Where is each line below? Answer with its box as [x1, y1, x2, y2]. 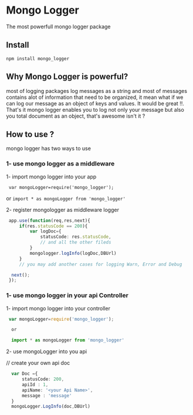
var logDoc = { [29, 228, 62, 234]
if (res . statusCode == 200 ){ [19, 223, 88, 229]
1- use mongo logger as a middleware [6, 160, 115, 168]
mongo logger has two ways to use [6, 145, 91, 152]
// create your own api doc [6, 360, 70, 367]
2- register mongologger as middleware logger [6, 206, 119, 213]
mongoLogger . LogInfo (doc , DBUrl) [11, 404, 91, 410]
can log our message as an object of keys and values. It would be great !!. [6, 99, 185, 107]
